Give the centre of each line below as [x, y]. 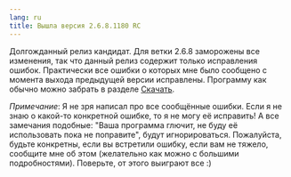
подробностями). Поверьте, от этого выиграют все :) [110, 163]
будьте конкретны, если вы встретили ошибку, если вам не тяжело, [139, 144]
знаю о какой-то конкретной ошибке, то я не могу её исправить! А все [144, 116]
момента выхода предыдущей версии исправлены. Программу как [138, 79]
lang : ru [25, 17]
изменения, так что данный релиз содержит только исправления [133, 60]
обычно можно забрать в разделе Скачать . [92, 89]
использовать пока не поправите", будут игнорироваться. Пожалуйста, [145, 134]
